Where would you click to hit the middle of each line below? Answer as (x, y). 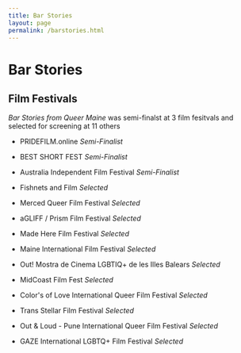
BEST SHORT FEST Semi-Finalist (74, 157)
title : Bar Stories (40, 15)
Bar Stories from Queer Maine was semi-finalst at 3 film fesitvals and (121, 118)
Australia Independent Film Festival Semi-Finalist (99, 172)
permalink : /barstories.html (56, 30)
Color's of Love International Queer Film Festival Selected (113, 295)
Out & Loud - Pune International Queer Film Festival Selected (119, 326)
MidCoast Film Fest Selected (66, 280)
